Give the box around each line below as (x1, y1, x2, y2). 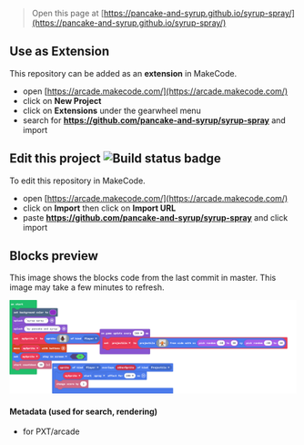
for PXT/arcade (22, 426, 80, 437)
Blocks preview (9, 248, 98, 264)
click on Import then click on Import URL (22, 202, 177, 213)
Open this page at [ (31, 8, 105, 18)
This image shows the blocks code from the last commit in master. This (9, 273, 277, 284)
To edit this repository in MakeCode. (9, 175, 146, 186)
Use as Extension (9, 44, 110, 59)
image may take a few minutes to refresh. (9, 282, 165, 293)
